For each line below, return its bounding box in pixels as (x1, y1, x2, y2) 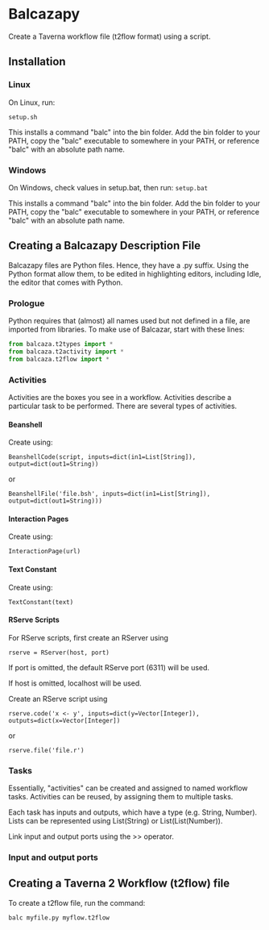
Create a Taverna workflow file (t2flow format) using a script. (8, 31, 211, 41)
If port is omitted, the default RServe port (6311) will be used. (8, 662, 210, 672)
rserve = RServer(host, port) (8, 648, 110, 657)
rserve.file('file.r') (8, 746, 85, 754)
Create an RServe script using (8, 694, 108, 703)
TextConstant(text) (8, 598, 74, 606)
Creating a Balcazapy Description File (8, 239, 201, 252)
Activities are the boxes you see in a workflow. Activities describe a (8, 392, 232, 402)
